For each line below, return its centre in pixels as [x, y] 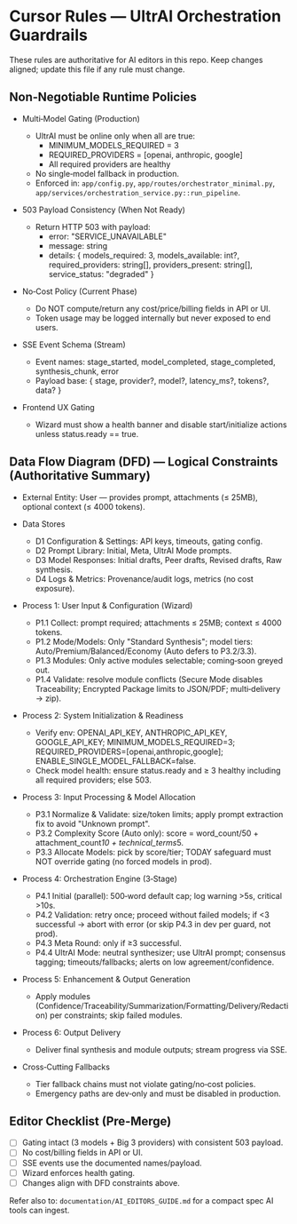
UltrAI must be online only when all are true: [115, 136]
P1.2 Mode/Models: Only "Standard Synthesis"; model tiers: [144, 641]
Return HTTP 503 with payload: [93, 227]
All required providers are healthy [109, 164]
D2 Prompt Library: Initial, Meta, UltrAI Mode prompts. [133, 550]
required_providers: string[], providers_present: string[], [150, 265]
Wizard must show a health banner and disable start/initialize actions [161, 425]
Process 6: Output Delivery [71, 1032]
